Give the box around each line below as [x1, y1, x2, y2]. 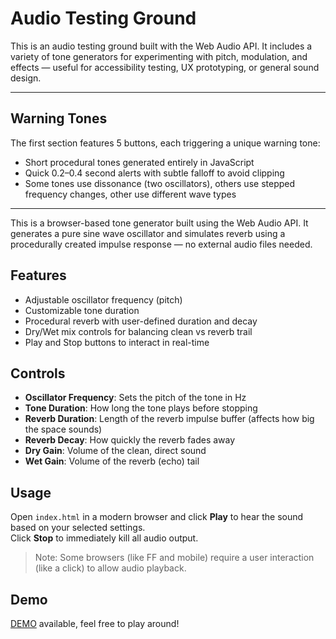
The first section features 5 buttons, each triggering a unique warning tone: [10, 137, 321, 149]
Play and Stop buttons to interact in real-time [24, 336, 210, 348]
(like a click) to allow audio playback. [34, 562, 187, 574]
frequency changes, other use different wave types [24, 188, 237, 200]
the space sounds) [24, 423, 103, 436]
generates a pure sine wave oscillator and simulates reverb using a [10, 227, 286, 239]
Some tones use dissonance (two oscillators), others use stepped [24, 177, 296, 189]
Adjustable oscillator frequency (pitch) [24, 293, 183, 306]
